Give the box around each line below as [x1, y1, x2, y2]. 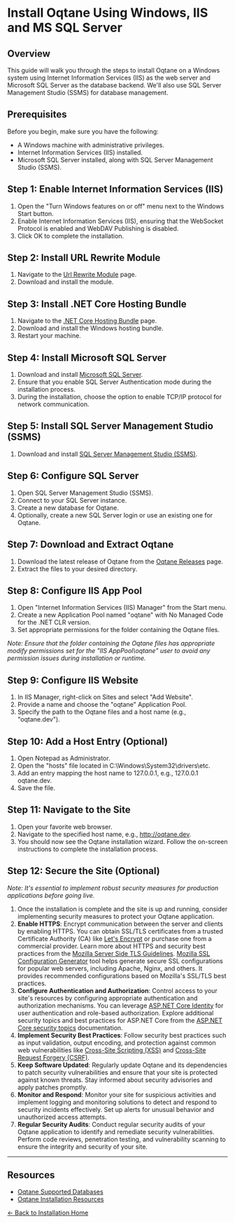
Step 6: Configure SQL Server [7, 470, 139, 482]
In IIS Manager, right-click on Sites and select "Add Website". [17, 693, 194, 701]
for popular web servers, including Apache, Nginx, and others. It [17, 964, 203, 973]
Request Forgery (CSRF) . [17, 1053, 90, 1061]
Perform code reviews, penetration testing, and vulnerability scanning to [17, 1135, 226, 1143]
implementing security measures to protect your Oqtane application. [17, 912, 215, 920]
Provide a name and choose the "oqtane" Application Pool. [17, 701, 187, 709]
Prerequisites [7, 108, 67, 120]
